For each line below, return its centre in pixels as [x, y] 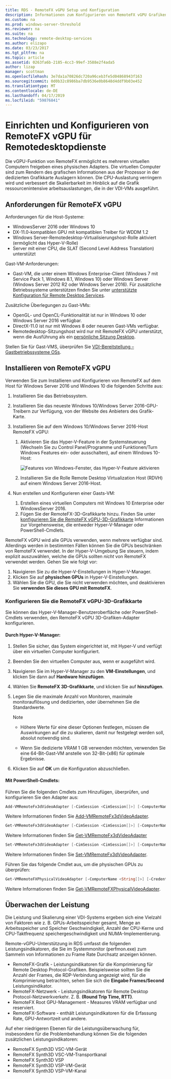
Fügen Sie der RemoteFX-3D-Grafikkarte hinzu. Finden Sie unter [88, 514]
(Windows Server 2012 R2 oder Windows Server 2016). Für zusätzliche [87, 284]
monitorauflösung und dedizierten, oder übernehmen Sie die [76, 702]
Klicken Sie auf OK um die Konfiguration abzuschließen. [71, 769]
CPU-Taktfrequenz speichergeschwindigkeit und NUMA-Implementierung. [83, 933]
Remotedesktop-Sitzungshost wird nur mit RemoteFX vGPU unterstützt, [88, 331]
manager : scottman [25, 72]
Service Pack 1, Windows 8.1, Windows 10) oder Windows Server [80, 279]
